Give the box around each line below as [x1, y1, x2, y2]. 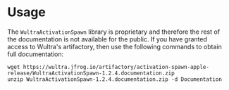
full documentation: [7, 50, 64, 58]
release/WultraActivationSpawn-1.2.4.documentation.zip [7, 70, 175, 77]
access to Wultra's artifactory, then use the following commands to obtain [7, 42, 222, 51]
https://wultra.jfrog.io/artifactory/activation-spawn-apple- [23, 63, 210, 70]
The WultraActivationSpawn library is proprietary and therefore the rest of [7, 27, 221, 36]
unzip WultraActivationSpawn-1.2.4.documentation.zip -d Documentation [7, 75, 222, 83]
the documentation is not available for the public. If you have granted [7, 34, 208, 43]
